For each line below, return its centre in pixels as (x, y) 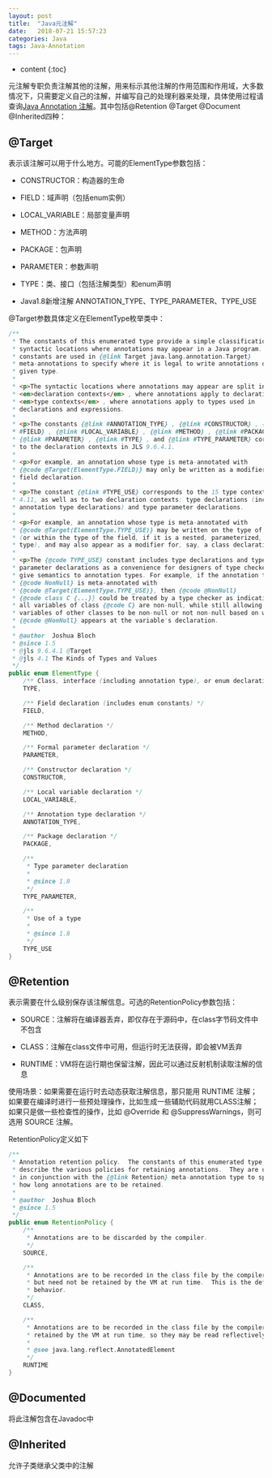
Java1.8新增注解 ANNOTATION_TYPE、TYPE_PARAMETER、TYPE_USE (138, 300)
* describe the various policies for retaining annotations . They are (135, 1170)
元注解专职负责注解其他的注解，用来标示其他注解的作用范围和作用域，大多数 (136, 86)
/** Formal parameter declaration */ (87, 748)
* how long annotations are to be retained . (88, 1185)
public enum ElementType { (54, 674)
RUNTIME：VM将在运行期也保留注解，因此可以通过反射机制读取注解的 (138, 1064)
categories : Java (38, 39)
